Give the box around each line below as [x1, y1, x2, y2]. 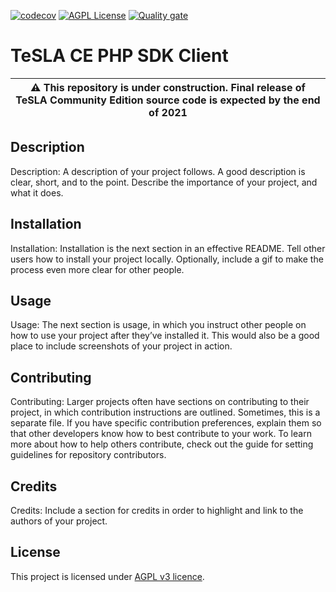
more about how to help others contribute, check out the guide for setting [10, 438, 314, 450]
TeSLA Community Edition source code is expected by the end [15, 93, 321, 107]
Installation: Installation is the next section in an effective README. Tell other [10, 242, 326, 254]
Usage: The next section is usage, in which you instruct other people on [10, 319, 307, 331]
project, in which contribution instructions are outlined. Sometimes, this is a [10, 406, 321, 419]
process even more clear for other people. [10, 263, 185, 275]
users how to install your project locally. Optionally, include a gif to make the [10, 253, 324, 265]
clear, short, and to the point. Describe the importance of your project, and [10, 176, 318, 188]
